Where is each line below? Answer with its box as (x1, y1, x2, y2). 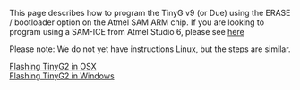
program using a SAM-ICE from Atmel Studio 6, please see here (9, 27, 244, 37)
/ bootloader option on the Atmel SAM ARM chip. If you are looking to (9, 17, 265, 28)
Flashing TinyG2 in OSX (9, 61, 97, 71)
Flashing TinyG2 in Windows (9, 70, 115, 81)
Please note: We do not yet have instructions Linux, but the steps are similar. (9, 44, 291, 54)
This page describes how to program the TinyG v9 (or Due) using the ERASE (9, 8, 291, 18)
